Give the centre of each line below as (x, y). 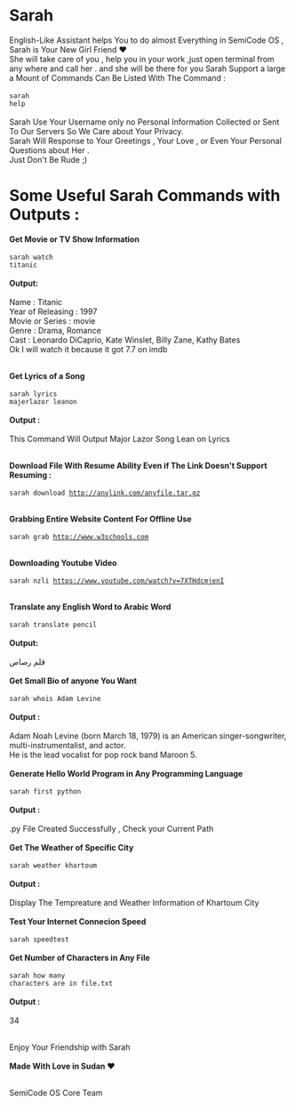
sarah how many (37, 975)
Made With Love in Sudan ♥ (62, 1066)
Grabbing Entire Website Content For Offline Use (101, 519)
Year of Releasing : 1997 (53, 311)
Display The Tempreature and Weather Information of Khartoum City (134, 902)
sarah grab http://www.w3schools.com (79, 536)
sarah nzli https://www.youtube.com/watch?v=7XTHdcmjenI (117, 581)
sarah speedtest (39, 940)
